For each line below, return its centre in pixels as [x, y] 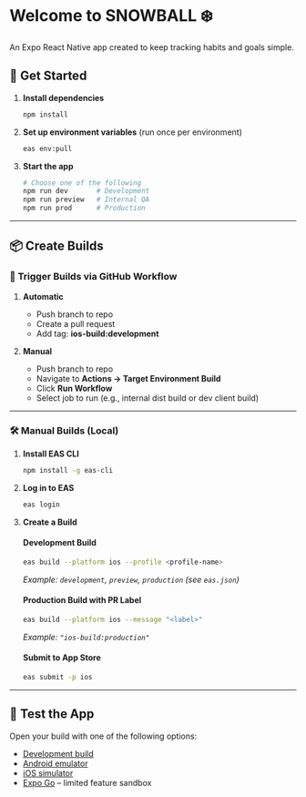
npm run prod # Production [84, 209]
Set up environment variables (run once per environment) [133, 132]
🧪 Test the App [52, 714]
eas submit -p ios [57, 678]
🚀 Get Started [48, 76]
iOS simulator [48, 772]
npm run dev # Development [86, 191]
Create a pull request [76, 323]
